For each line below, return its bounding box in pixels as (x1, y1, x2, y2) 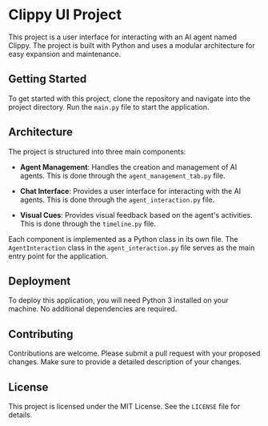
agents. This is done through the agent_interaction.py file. (19, 195, 215, 204)
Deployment (8, 274, 71, 287)
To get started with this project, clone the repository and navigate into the (8, 94, 250, 103)
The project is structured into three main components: (8, 147, 186, 156)
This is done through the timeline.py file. (19, 219, 157, 228)
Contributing (8, 327, 74, 341)
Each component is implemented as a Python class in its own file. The (8, 234, 238, 243)
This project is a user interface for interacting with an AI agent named (8, 32, 238, 42)
